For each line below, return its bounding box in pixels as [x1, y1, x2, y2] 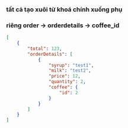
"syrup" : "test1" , [48, 62, 94, 68]
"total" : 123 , [27, 46, 62, 52]
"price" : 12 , [48, 73, 81, 79]
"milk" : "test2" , [48, 68, 92, 73]
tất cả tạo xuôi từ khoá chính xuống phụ [6, 5, 123, 14]
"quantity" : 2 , [48, 79, 86, 85]
